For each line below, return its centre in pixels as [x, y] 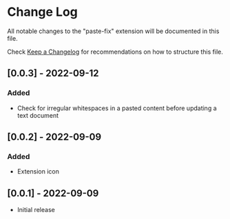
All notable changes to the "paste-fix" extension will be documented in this [113, 31]
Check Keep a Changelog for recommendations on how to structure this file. [115, 52]
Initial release [36, 210]
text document [38, 115]
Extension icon [38, 171]
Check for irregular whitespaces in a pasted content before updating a [117, 108]
